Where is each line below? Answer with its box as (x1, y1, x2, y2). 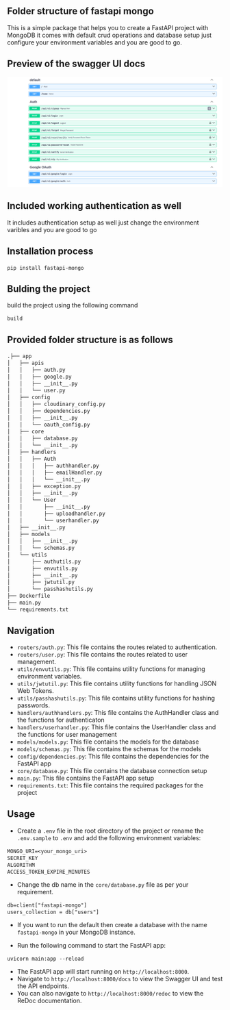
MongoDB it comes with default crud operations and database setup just (7, 31, 212, 39)
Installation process (7, 246, 94, 257)
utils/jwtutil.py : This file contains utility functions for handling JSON (16, 679, 217, 687)
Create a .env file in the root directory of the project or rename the (16, 826, 204, 835)
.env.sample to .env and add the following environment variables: (16, 833, 201, 842)
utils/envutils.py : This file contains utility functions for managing (16, 665, 205, 673)
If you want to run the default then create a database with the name (16, 920, 207, 929)
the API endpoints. (16, 982, 70, 990)
